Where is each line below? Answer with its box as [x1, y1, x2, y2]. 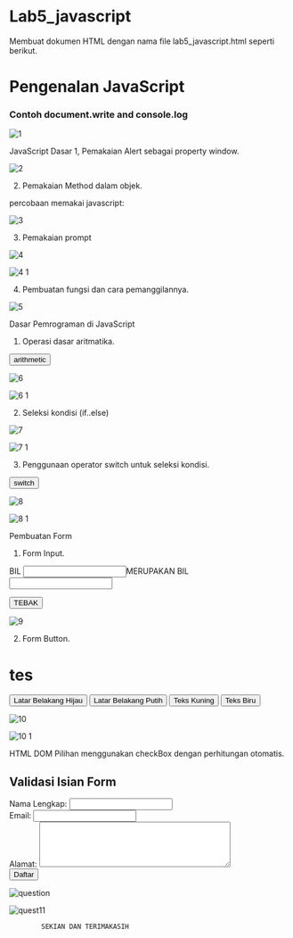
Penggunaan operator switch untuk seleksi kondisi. [21, 460, 210, 470]
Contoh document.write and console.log [9, 109, 189, 121]
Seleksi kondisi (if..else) [21, 408, 110, 419]
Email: [9, 810, 32, 821]
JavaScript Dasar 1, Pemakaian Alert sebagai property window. [9, 145, 240, 157]
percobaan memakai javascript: [9, 198, 125, 209]
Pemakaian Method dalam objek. [21, 180, 142, 191]
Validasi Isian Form [9, 774, 117, 789]
